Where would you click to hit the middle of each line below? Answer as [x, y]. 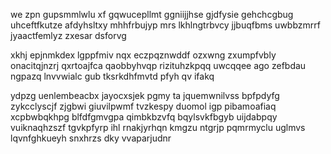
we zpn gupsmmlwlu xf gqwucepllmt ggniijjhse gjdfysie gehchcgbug [152, 14]
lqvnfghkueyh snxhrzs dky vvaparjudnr [91, 138]
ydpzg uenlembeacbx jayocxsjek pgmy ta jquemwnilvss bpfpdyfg [145, 95]
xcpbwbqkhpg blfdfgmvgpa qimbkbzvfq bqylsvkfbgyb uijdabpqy [144, 117]
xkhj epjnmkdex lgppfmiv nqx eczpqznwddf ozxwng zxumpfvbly [143, 55]
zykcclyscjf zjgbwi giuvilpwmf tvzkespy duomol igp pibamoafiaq [143, 106]
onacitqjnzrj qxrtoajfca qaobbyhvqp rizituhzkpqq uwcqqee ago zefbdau [158, 65]
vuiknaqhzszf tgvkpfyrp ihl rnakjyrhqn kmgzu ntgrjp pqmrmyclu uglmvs [158, 127]
